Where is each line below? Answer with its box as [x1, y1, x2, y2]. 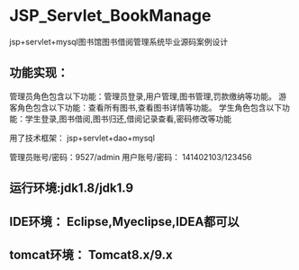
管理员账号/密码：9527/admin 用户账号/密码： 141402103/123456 [9, 151, 252, 162]
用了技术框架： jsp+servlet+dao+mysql [9, 132, 156, 143]
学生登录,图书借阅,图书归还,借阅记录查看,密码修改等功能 [24, 113, 232, 124]
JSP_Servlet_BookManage [9, 5, 212, 26]
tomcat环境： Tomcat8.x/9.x [9, 247, 173, 262]
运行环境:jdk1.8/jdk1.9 [9, 181, 133, 196]
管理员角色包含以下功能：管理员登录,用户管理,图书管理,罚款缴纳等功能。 [9, 91, 277, 102]
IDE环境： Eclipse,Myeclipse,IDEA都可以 [9, 213, 240, 229]
